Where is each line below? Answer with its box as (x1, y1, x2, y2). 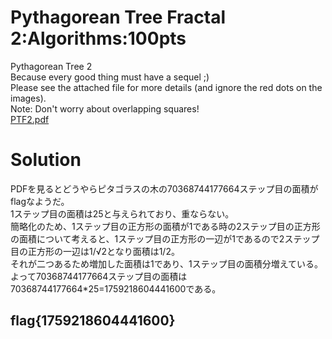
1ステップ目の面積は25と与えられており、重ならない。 (10, 207, 235, 220)
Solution (10, 149, 82, 171)
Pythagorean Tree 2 (10, 60, 93, 72)
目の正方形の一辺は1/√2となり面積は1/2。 (10, 245, 180, 257)
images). (10, 92, 47, 104)
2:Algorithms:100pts (10, 27, 187, 50)
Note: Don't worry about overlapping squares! (10, 102, 200, 115)
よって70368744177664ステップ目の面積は (10, 270, 188, 282)
